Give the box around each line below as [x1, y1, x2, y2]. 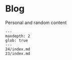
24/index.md [5, 46, 30, 51]
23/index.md [5, 51, 30, 56]
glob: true [5, 38, 28, 43]
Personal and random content [5, 19, 67, 25]
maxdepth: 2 [5, 33, 30, 38]
